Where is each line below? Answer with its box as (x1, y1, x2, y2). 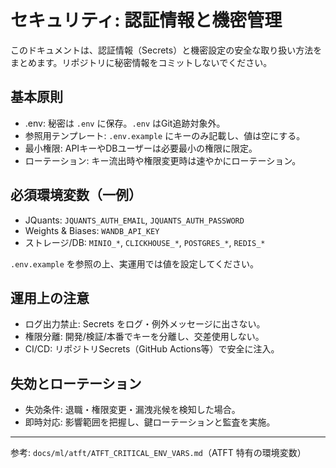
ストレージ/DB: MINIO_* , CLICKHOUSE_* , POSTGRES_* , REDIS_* (24, 236, 266, 248)
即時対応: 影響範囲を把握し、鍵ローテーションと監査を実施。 (24, 416, 276, 428)
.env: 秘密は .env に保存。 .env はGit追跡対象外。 (24, 117, 226, 129)
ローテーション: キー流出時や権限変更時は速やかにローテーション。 (24, 154, 302, 166)
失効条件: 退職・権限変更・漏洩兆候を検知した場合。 (24, 404, 241, 416)
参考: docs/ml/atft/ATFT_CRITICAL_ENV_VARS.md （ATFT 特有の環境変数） (10, 447, 307, 459)
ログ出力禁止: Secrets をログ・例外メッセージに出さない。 (24, 318, 266, 330)
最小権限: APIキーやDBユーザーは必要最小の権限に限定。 (24, 142, 258, 154)
